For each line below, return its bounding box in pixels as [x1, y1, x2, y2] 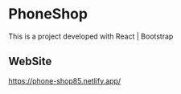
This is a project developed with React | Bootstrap [8, 31, 174, 41]
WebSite [8, 55, 52, 68]
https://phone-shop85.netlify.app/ [8, 76, 121, 85]
